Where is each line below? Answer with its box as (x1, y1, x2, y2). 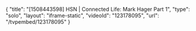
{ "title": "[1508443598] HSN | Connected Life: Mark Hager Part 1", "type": (5, 6, 191, 13)
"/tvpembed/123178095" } (5, 18, 71, 25)
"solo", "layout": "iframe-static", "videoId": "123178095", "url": (5, 12, 159, 19)
